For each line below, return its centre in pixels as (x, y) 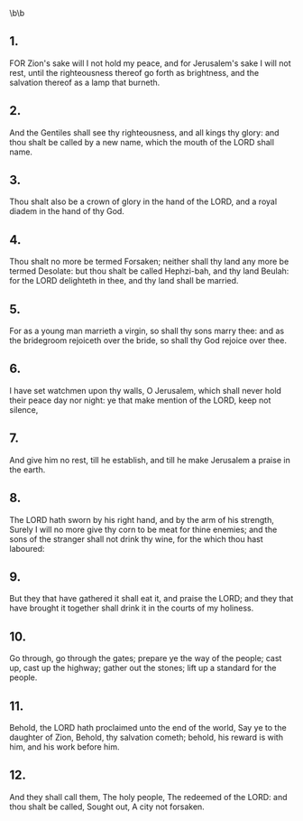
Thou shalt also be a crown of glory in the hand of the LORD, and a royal (143, 201)
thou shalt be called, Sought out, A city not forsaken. (107, 807)
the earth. (28, 470)
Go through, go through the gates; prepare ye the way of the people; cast (146, 658)
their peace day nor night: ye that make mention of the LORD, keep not (140, 400)
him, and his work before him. (64, 746)
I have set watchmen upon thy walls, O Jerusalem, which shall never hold (146, 390)
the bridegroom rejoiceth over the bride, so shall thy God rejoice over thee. (148, 341)
